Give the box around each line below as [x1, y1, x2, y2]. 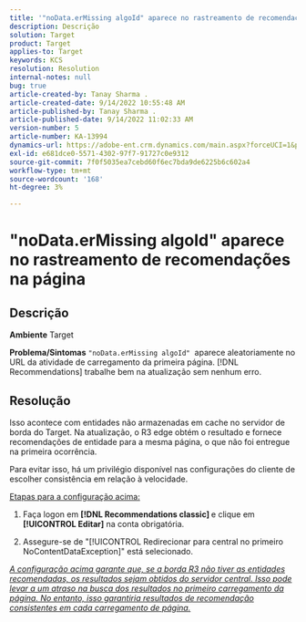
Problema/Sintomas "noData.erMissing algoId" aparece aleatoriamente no [9, 347, 296, 358]
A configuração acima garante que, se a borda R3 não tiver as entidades [9, 563, 285, 575]
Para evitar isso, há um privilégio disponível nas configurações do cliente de [9, 463, 296, 474]
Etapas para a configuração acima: [9, 491, 141, 502]
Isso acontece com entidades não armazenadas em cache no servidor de [9, 417, 285, 428]
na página [9, 269, 87, 290]
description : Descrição [9, 22, 100, 31]
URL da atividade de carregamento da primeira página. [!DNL [9, 357, 240, 368]
